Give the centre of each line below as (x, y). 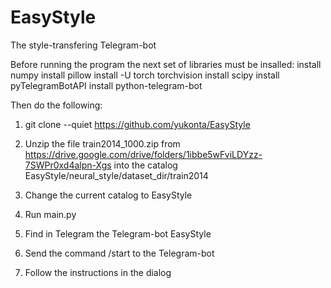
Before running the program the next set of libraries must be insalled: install (166, 64)
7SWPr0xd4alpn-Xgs (68, 165)
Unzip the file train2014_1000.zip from (102, 143)
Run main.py (50, 214)
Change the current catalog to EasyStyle (108, 195)
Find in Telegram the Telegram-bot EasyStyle (118, 233)
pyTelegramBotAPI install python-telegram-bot (106, 85)
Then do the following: (56, 105)
